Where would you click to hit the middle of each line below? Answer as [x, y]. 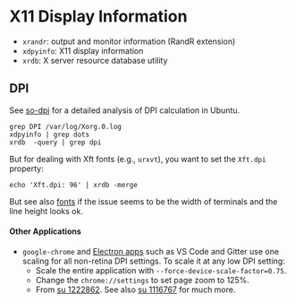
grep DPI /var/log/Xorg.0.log [66, 126]
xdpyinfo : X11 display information [83, 50]
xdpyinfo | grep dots [50, 134]
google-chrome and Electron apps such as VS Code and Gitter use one [151, 251]
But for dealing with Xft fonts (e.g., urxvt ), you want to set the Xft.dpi [138, 159]
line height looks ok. [46, 211]
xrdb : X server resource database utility [95, 60]
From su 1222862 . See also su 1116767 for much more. [135, 290]
